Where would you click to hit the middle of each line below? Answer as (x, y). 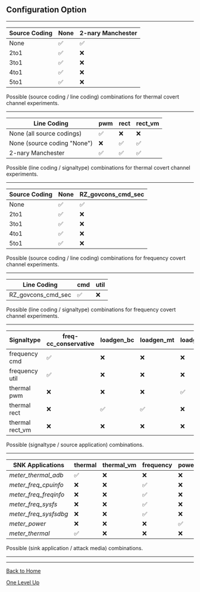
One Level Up (23, 582)
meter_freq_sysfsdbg (39, 514)
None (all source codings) (46, 133)
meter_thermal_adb (36, 475)
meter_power (28, 523)
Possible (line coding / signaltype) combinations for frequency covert (91, 309)
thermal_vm (119, 465)
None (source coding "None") (51, 143)
